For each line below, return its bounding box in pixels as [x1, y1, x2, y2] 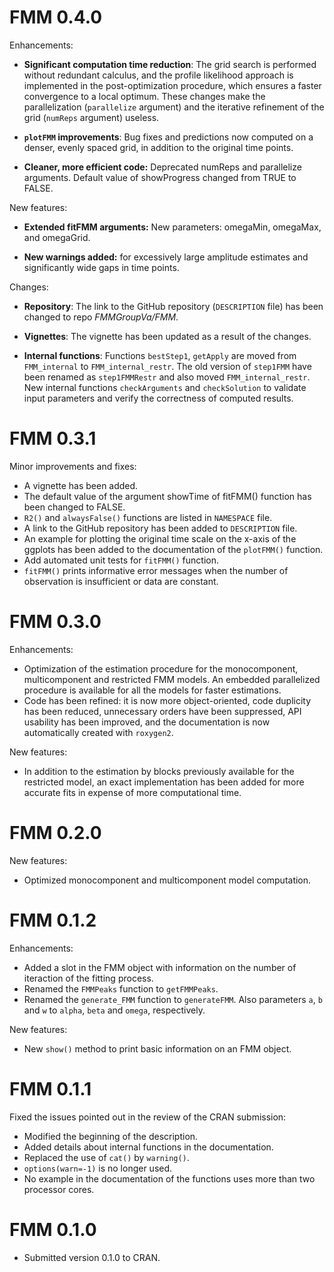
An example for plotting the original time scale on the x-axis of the [23, 532, 297, 545]
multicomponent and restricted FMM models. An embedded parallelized [23, 673, 321, 685]
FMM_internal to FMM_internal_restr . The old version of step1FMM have [23, 360, 312, 372]
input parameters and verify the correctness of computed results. [23, 392, 294, 404]
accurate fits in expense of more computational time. [23, 786, 242, 798]
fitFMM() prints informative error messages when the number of [23, 564, 289, 576]
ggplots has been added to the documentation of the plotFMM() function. [23, 543, 324, 555]
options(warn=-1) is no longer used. [23, 1162, 173, 1174]
